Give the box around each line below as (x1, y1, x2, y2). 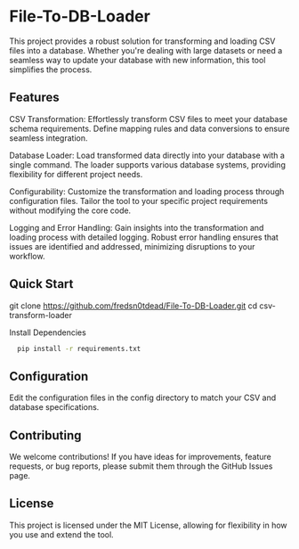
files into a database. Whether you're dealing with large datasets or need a (9, 45, 283, 55)
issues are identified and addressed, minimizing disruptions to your (9, 241, 255, 251)
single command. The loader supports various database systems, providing (9, 159, 287, 170)
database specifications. (9, 402, 100, 413)
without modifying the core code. (9, 205, 132, 216)
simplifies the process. (9, 64, 93, 75)
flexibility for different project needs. (9, 168, 143, 179)
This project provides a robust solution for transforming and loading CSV (9, 36, 276, 46)
